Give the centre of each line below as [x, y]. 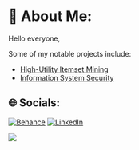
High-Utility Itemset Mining [64, 69]
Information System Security [67, 77]
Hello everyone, [34, 38]
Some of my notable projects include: [70, 53]
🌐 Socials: [34, 103]
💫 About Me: [50, 16]
